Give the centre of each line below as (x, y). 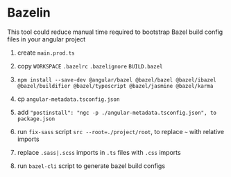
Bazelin (29, 13)
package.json (36, 119)
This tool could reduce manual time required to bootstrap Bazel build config (115, 32)
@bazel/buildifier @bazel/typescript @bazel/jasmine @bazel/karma (115, 86)
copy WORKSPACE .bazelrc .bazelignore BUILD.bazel (90, 66)
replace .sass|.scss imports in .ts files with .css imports (99, 152)
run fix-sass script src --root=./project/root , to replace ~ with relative (120, 131)
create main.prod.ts (46, 53)
